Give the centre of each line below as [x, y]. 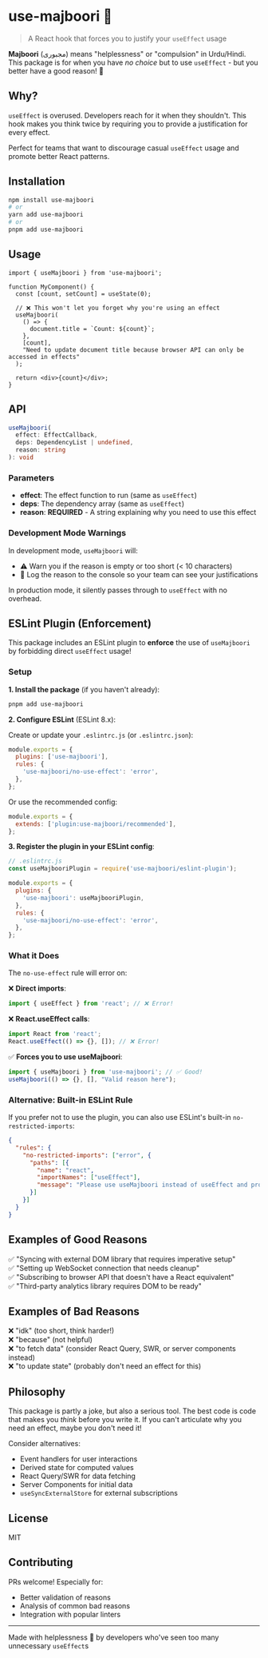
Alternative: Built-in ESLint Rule [71, 1100]
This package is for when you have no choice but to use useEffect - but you [133, 62]
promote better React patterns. [59, 156]
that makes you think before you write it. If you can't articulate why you [125, 1420]
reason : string [41, 450]
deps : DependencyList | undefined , [75, 443]
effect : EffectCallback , [57, 435]
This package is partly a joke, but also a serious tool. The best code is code [132, 1411]
